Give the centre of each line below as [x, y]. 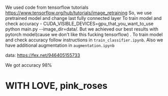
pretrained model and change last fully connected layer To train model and [83, 18]
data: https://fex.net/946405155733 [43, 55]
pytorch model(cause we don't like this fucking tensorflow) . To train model [84, 34]
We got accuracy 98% [29, 65]
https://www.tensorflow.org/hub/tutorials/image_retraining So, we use [78, 13]
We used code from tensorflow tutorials [47, 7]
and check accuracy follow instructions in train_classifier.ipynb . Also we [84, 40]
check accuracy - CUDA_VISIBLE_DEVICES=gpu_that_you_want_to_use [79, 23]
